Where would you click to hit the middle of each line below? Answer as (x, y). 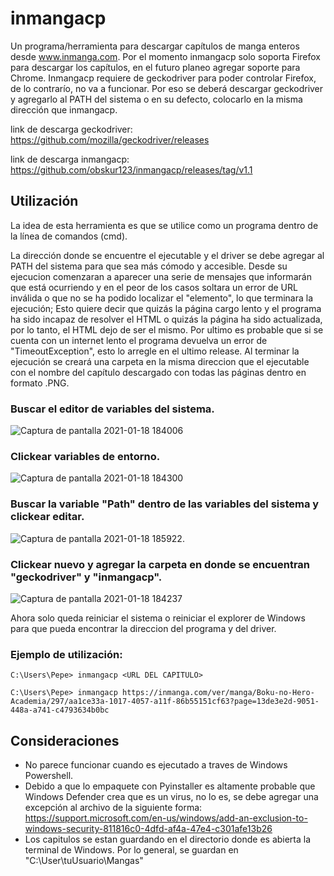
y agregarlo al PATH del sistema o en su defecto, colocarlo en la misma (156, 99)
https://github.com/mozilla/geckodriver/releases (110, 139)
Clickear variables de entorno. (85, 456)
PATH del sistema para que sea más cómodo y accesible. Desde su (149, 266)
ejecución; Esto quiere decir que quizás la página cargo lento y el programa (166, 308)
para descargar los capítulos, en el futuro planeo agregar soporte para (155, 67)
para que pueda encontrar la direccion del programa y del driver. (143, 628)
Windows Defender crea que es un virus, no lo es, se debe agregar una (171, 797)
